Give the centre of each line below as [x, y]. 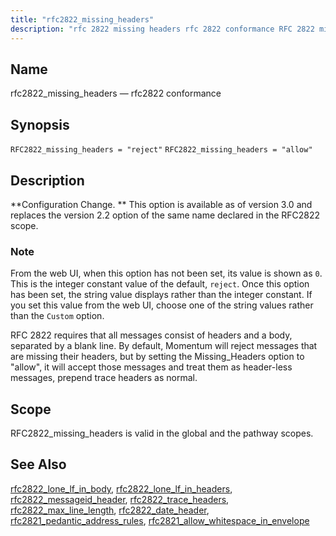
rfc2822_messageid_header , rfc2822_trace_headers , [120, 499]
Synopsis [40, 124]
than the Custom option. [57, 316]
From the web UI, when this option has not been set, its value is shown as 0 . [166, 273]
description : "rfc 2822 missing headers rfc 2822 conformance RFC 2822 [162, 29]
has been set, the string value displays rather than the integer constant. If [161, 295]
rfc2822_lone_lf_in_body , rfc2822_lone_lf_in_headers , [121, 488]
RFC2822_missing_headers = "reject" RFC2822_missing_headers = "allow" [161, 150]
